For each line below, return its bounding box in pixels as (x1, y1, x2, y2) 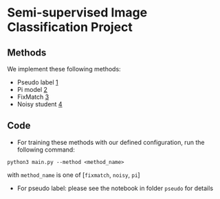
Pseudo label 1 (16, 78, 58, 86)
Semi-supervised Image (7, 5, 148, 21)
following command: (16, 145, 76, 154)
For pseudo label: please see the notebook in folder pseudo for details (16, 184, 214, 192)
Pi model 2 (16, 86, 48, 93)
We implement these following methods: (7, 65, 122, 73)
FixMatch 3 (16, 93, 49, 101)
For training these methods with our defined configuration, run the (16, 138, 205, 146)
